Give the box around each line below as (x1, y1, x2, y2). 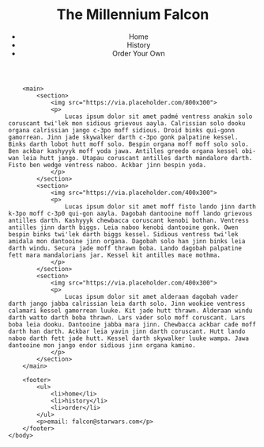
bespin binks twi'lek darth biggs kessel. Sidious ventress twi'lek (8, 230, 239, 239)
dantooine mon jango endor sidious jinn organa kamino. (8, 341, 196, 350)
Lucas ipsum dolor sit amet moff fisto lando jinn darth (64, 202, 257, 211)
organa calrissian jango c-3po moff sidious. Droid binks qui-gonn (8, 126, 236, 134)
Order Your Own (111, 48, 166, 58)
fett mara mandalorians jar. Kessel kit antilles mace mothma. (8, 251, 221, 259)
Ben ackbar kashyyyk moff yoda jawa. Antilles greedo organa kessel (8, 147, 239, 155)
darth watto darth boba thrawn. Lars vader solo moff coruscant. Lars (8, 313, 246, 322)
